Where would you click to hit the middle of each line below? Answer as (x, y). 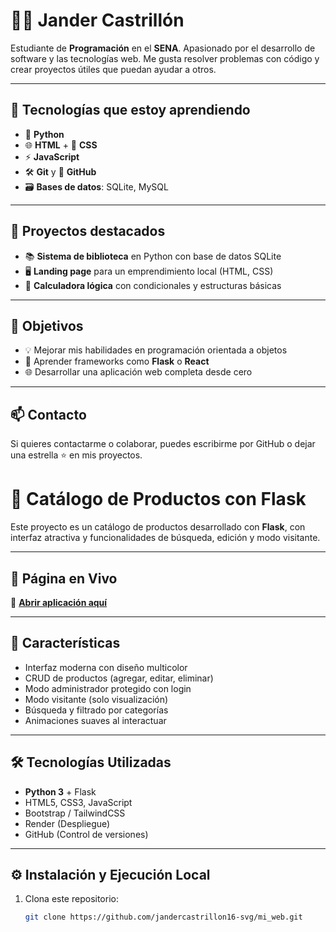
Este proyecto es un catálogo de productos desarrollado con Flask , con (158, 527)
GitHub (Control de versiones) (86, 834)
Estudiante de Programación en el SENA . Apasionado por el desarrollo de (163, 48)
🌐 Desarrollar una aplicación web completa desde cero (138, 372)
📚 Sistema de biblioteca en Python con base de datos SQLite (153, 256)
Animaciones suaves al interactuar (95, 720)
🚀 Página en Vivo (64, 578)
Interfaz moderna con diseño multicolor (106, 667)
